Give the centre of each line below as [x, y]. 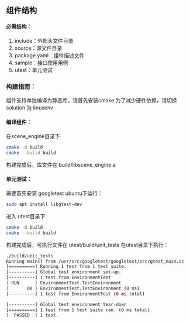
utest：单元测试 [33, 70]
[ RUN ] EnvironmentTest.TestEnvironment [64, 283]
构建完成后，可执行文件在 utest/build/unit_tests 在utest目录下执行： [87, 245]
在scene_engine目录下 [33, 136]
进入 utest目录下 [26, 216]
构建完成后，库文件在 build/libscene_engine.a [61, 164]
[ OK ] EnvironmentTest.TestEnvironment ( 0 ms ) [73, 288]
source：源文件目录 [38, 48]
